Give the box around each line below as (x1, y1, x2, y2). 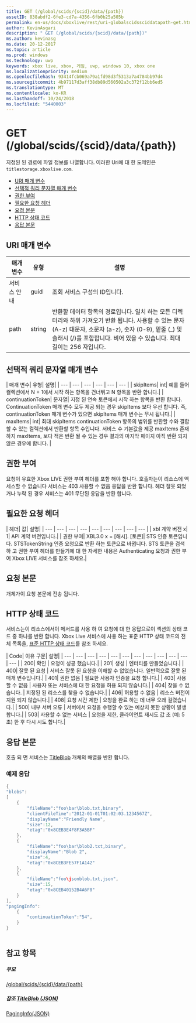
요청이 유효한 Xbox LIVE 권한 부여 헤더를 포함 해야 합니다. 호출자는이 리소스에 (6, 475, 183, 482)
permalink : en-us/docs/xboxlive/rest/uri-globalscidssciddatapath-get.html (6, 19, 194, 25)
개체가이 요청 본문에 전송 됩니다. (6, 590, 80, 597)
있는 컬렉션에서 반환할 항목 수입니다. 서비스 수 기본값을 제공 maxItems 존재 (18, 425, 190, 432)
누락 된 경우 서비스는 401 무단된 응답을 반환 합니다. (16, 490, 133, 497)
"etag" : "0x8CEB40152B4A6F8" (27, 887, 95, 893)
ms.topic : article (6, 47, 51, 53)
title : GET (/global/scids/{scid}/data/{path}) (6, 8, 124, 15)
